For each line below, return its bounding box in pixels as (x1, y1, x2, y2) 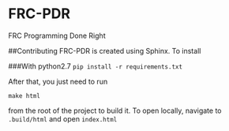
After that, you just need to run (8, 77, 108, 86)
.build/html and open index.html (8, 114, 118, 123)
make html (8, 92, 41, 99)
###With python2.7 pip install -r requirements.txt (8, 61, 183, 71)
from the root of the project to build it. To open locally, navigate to (8, 106, 223, 115)
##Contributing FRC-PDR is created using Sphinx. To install (8, 46, 201, 55)
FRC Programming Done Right (8, 31, 106, 40)
